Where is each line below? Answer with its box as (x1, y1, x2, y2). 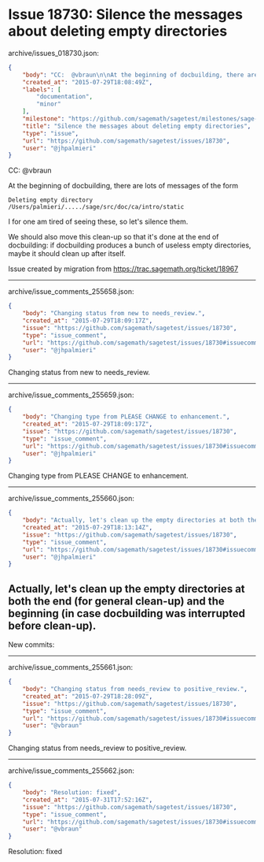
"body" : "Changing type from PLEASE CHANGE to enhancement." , (22, 413, 230, 421)
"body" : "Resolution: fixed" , (22, 789, 122, 797)
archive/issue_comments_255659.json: (8, 390, 134, 399)
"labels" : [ (22, 85, 61, 94)
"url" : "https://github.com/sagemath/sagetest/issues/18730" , (22, 136, 230, 145)
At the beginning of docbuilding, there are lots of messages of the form (8, 181, 238, 191)
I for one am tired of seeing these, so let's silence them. (8, 217, 189, 226)
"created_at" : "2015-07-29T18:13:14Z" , (22, 524, 153, 532)
